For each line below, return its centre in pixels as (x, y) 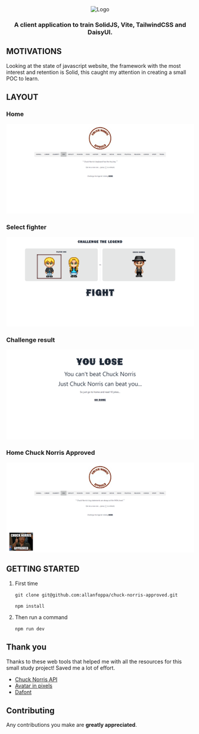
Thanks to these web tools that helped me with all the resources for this (94, 661)
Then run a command (41, 617)
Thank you (26, 647)
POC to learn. (23, 78)
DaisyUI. (100, 32)
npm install (29, 606)
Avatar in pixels (33, 685)
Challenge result (31, 340)
